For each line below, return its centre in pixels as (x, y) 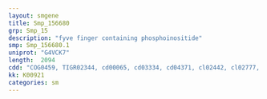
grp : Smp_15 (28, 30)
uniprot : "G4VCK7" (39, 53)
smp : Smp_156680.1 (39, 46)
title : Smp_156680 (39, 23)
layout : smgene (34, 16)
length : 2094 (32, 61)
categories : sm (34, 82)
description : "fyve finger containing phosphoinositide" (105, 38)
